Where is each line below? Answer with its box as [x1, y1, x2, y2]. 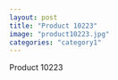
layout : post [9, 12, 58, 22]
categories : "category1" [9, 37, 102, 47]
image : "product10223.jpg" [9, 29, 110, 38]
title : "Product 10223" [9, 21, 98, 30]
